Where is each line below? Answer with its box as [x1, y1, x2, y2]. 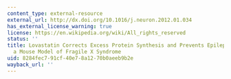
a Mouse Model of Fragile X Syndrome [13, 49, 122, 56]
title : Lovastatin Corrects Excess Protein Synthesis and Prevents [7, 42, 205, 49]
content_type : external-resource [7, 10, 103, 17]
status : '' [7, 36, 38, 43]
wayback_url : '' [7, 61, 54, 68]
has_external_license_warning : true [7, 23, 112, 30]
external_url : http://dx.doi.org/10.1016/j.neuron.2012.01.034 [7, 16, 192, 23]
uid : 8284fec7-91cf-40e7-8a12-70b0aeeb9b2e [7, 55, 134, 62]
